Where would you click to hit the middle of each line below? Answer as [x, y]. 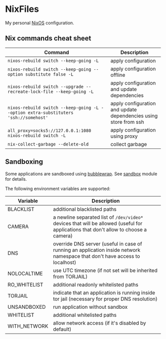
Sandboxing [24, 162]
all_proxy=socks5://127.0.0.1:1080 [49, 130]
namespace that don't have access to [97, 256]
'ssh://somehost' [28, 118]
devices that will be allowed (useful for [98, 223]
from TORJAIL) [70, 277]
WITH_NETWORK [28, 326]
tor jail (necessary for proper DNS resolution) [105, 299]
